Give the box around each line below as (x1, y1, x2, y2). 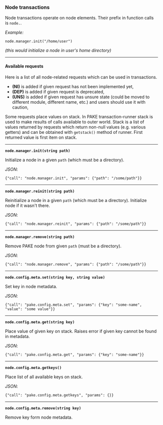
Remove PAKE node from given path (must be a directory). (5, 243, 122, 249)
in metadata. (5, 333, 30, 339)
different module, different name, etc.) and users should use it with (12, 99, 146, 105)
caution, (12, 104, 29, 110)
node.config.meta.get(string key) (5, 319, 75, 325)
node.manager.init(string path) (5, 148, 70, 153)
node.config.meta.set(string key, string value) (5, 275, 105, 280)
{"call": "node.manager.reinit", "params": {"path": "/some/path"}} (5, 221, 147, 226)
